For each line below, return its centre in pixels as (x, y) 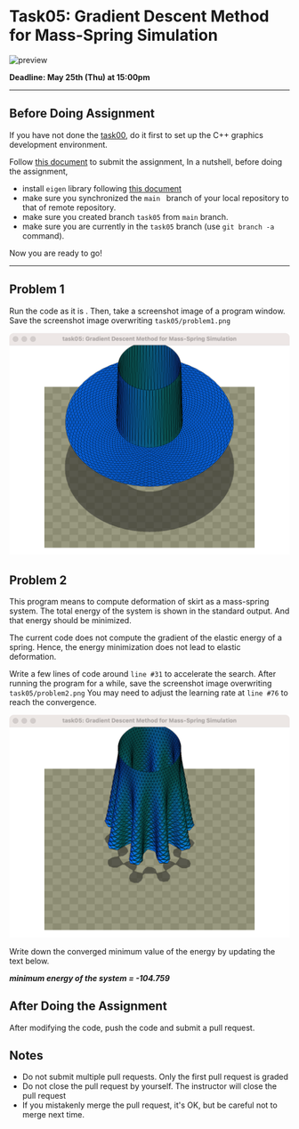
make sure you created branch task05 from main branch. (125, 216)
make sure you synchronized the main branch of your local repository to (155, 198)
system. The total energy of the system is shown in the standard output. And (149, 611)
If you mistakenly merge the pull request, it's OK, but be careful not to (149, 1105)
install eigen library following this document (102, 188)
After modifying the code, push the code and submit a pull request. (132, 1027)
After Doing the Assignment (88, 1007)
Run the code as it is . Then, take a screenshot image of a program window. (148, 311)
